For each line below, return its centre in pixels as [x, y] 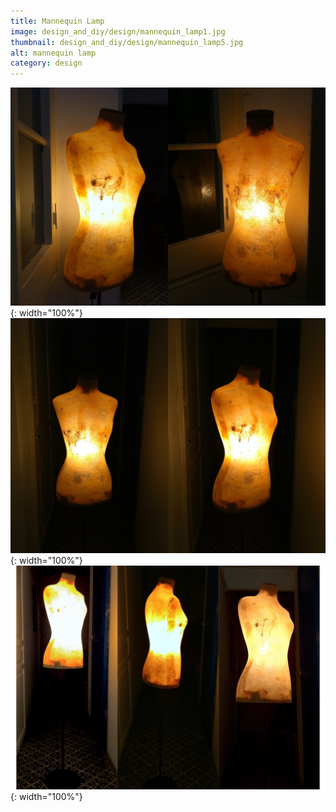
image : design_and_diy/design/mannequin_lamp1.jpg [118, 31]
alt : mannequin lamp [53, 53]
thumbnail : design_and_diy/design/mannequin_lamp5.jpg [127, 42]
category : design [46, 63]
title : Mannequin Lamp [57, 21]
